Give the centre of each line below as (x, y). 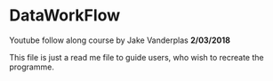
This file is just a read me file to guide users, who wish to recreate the (136, 57)
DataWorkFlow (65, 16)
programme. (32, 67)
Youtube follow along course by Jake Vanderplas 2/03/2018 (120, 40)
